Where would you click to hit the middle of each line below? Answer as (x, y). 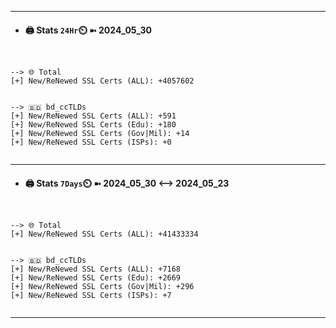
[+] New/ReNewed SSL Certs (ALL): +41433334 (104, 234)
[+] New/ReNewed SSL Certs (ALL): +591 (93, 116)
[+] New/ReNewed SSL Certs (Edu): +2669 (96, 278)
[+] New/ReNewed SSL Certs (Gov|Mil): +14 (100, 134)
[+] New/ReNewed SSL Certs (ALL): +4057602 (102, 81)
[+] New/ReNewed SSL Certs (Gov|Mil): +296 (102, 287)
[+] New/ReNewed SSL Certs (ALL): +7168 (96, 269)
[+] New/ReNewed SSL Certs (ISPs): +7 (91, 296)
